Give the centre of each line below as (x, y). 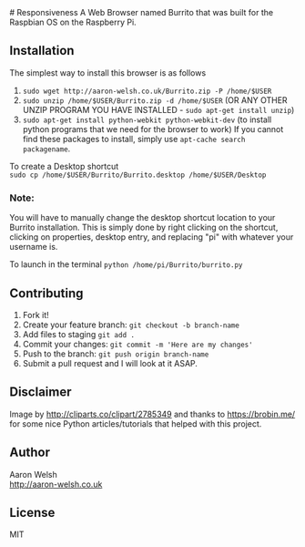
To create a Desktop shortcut (64, 166)
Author (30, 453)
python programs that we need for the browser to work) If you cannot (153, 129)
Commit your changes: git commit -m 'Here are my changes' (137, 344)
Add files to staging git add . (78, 334)
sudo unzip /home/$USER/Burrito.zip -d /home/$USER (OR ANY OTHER (155, 100)
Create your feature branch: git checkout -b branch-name (131, 325)
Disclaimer (41, 392)
